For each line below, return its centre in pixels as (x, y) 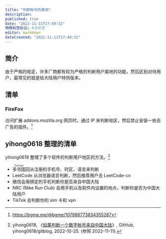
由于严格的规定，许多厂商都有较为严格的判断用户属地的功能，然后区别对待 (81, 71)
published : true (22, 19)
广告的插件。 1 (19, 127)
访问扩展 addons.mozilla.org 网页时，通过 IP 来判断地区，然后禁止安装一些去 (83, 120)
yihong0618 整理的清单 (41, 144)
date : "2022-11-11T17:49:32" (35, 24)
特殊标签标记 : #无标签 (25, 28)
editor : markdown (23, 33)
